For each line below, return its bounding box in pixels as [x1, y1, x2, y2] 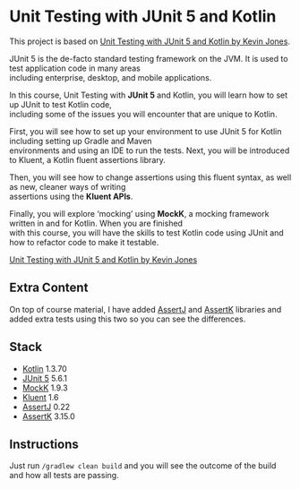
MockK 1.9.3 [21, 382, 69, 393]
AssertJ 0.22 [21, 401, 70, 412]
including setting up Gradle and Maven [9, 135, 152, 146]
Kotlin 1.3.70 [21, 363, 67, 373]
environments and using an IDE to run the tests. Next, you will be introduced [9, 145, 290, 156]
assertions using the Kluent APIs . [9, 191, 133, 202]
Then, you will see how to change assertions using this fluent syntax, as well [9, 172, 292, 183]
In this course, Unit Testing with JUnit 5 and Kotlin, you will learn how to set [9, 90, 288, 100]
